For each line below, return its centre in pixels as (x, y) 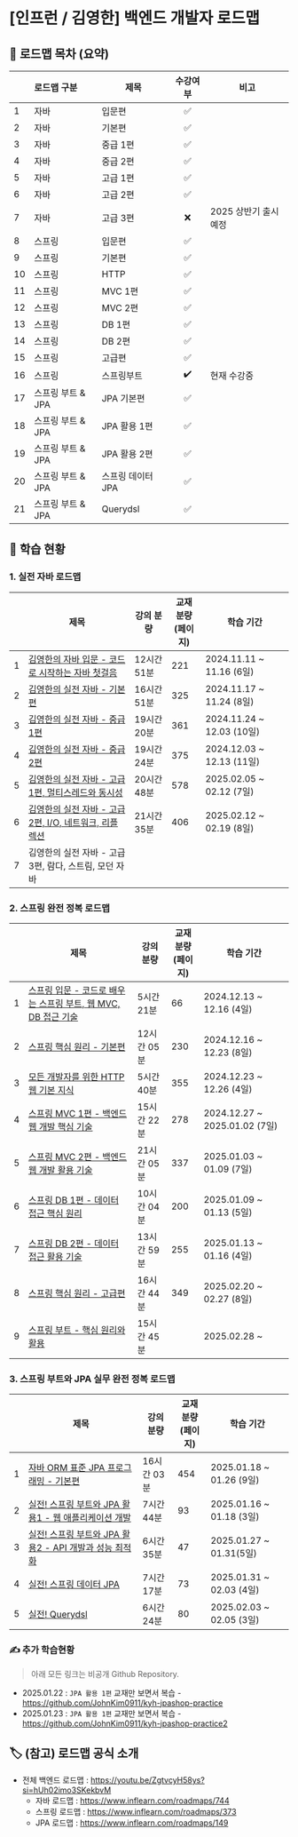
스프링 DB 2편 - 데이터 (74, 1243)
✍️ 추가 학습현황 (42, 1650)
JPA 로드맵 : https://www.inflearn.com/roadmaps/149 (132, 1823)
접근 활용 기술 (55, 1256)
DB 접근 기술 (53, 1016)
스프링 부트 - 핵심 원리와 (77, 1330)
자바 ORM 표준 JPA (67, 1468)
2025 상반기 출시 (244, 211)
